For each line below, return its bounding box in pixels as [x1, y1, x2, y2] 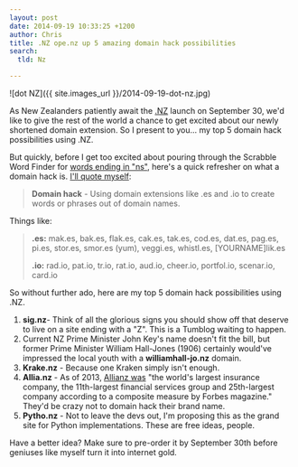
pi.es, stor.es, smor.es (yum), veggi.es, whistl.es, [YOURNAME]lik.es [31, 243, 286, 253]
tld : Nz [17, 55, 47, 64]
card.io [31, 270, 59, 280]
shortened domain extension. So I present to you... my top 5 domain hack [9, 125, 283, 135]
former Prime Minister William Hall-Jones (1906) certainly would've [22, 343, 273, 353]
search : [9, 47, 39, 56]
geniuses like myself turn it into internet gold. [9, 447, 178, 457]
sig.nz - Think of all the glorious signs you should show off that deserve [22, 314, 289, 325]
